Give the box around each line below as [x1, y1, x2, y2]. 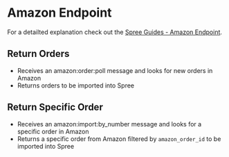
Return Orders [7, 48, 70, 60]
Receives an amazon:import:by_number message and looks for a [17, 119, 202, 128]
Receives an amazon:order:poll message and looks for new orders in [17, 66, 213, 74]
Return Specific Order [7, 101, 104, 113]
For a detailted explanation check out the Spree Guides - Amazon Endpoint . [7, 28, 223, 36]
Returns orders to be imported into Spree [17, 81, 135, 90]
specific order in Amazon [17, 127, 89, 135]
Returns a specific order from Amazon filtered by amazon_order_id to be [17, 134, 221, 143]
